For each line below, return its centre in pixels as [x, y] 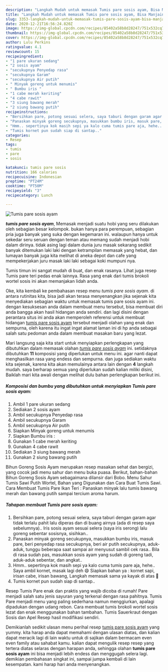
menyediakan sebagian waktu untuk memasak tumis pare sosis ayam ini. [80, 301]
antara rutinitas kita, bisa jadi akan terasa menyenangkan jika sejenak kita [81, 296]
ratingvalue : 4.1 [24, 47]
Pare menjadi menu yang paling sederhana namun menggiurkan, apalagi [80, 601]
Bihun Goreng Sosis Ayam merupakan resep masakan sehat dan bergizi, [80, 467]
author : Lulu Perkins [28, 42]
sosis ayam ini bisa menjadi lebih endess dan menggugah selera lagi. [77, 654]
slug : [11, 19]
